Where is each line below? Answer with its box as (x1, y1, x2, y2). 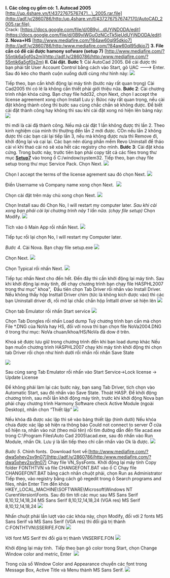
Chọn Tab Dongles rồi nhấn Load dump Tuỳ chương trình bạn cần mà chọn (5, 318, 161, 324)
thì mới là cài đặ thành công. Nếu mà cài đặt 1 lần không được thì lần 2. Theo (5, 122, 165, 128)
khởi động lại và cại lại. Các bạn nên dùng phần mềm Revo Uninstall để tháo (5, 139, 164, 145)
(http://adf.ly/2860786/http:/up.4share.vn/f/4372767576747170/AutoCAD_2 (5, 16, 163, 21)
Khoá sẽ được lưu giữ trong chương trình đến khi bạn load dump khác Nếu (5, 339, 160, 345)
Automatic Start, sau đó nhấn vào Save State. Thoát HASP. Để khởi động (5, 390, 157, 396)
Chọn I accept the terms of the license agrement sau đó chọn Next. (5, 171, 146, 177)
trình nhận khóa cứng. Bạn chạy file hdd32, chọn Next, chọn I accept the (5, 91, 157, 97)
